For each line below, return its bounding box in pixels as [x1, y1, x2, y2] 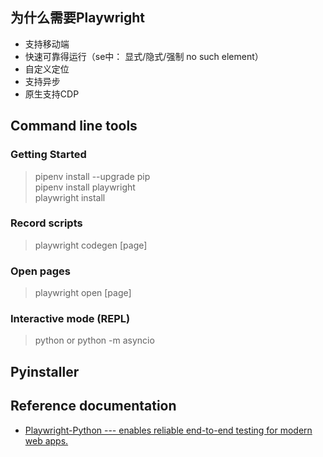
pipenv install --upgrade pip [34, 170, 151, 182]
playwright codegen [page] [34, 239, 148, 251]
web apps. [24, 434, 69, 447]
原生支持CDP [24, 88, 80, 100]
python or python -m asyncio [34, 334, 155, 347]
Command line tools [10, 118, 138, 135]
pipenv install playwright [34, 181, 136, 193]
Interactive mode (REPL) [10, 312, 131, 326]
